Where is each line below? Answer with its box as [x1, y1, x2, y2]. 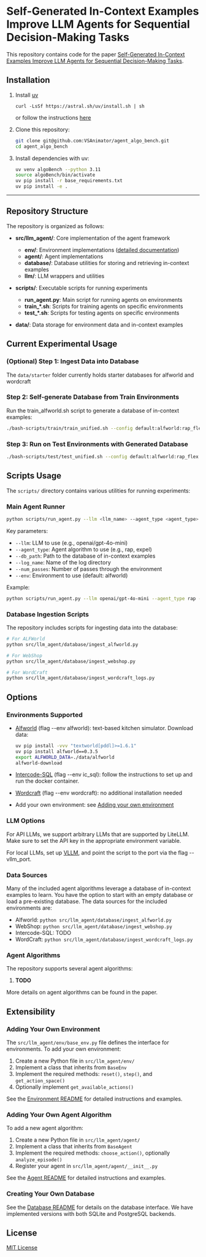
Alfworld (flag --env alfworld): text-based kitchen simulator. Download [15, 724, 193, 731]
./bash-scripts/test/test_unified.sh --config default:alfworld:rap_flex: [6, 453, 202, 459]
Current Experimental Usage [6, 339, 118, 349]
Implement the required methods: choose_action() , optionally [15, 1149, 170, 1157]
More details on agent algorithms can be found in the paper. [6, 989, 158, 996]
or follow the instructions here [15, 113, 91, 121]
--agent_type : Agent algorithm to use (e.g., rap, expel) [15, 545, 152, 553]
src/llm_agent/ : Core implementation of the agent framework [15, 234, 170, 242]
